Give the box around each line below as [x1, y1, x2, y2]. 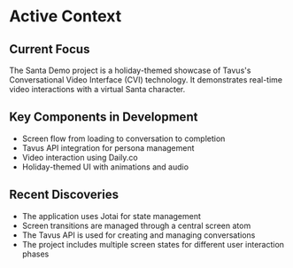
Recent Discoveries [9, 187, 120, 202]
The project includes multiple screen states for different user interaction [21, 239, 285, 249]
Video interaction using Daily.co [21, 152, 139, 162]
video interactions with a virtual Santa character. [9, 84, 186, 94]
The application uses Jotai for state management [21, 210, 202, 221]
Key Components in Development [9, 109, 198, 125]
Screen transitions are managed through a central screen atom [21, 220, 251, 231]
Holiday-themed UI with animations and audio [21, 162, 189, 172]
